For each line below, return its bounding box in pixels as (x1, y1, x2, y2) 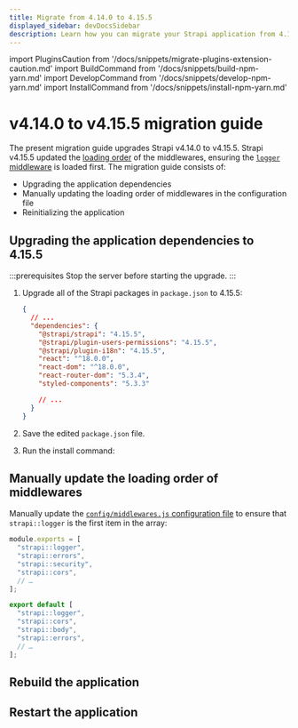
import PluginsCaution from (9, 54, 110, 65)
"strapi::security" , (17, 559, 93, 569)
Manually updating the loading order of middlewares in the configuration (21, 188, 287, 199)
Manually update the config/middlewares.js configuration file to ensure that (9, 508, 286, 519)
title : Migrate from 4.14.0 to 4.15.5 (9, 12, 153, 22)
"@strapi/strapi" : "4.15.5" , (38, 330, 146, 339)
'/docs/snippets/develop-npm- (158, 73, 272, 84)
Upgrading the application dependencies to (9, 233, 255, 248)
